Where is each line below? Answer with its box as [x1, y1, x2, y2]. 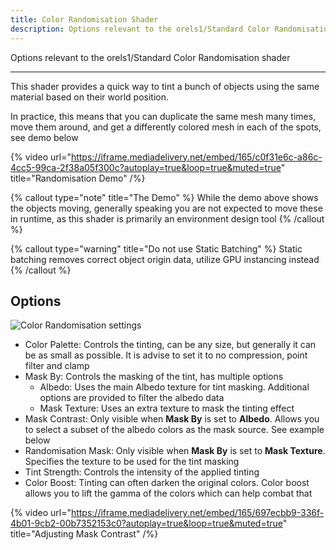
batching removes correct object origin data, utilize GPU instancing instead [10, 253, 320, 265]
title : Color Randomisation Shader [10, 14, 159, 25]
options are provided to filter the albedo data [39, 392, 225, 404]
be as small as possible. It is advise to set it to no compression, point [24, 349, 308, 361]
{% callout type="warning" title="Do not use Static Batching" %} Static [10, 242, 303, 255]
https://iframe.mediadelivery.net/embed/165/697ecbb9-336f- [70, 507, 325, 519]
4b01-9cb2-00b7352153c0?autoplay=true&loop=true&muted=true [10, 517, 283, 530]
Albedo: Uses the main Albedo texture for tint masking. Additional [39, 381, 310, 393]
